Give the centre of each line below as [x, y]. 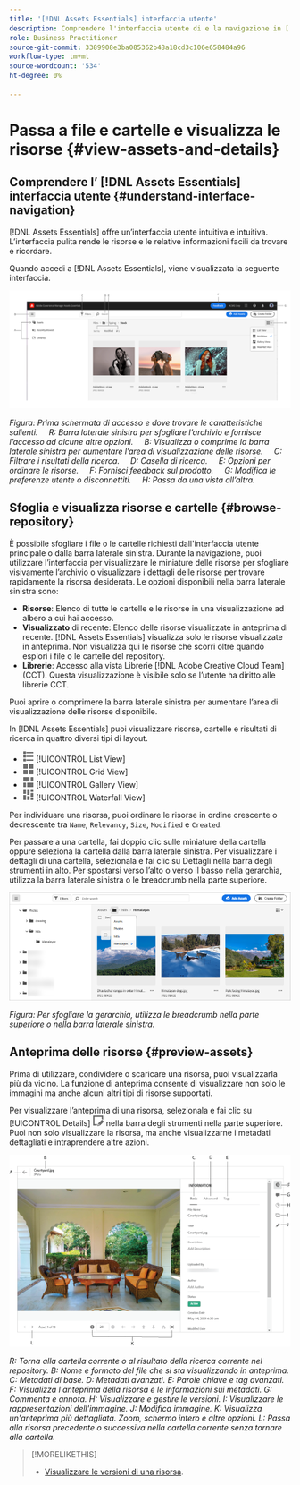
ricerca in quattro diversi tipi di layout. [79, 738]
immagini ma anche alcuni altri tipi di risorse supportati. [111, 1093]
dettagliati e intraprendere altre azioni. [79, 1142]
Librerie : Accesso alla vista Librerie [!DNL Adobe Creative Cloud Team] [153, 665]
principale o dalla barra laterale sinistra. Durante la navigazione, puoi [135, 553]
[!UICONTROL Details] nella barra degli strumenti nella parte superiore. [146, 1122]
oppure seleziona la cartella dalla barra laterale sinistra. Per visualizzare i [143, 851]
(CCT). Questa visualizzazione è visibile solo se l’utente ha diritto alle [149, 675]
